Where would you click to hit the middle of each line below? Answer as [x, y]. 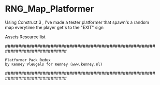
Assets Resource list [25, 37]
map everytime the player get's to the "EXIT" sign [54, 27]
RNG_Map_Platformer [50, 9]
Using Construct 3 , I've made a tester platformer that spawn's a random [77, 22]
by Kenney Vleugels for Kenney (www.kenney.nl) [54, 64]
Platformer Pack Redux [28, 60]
